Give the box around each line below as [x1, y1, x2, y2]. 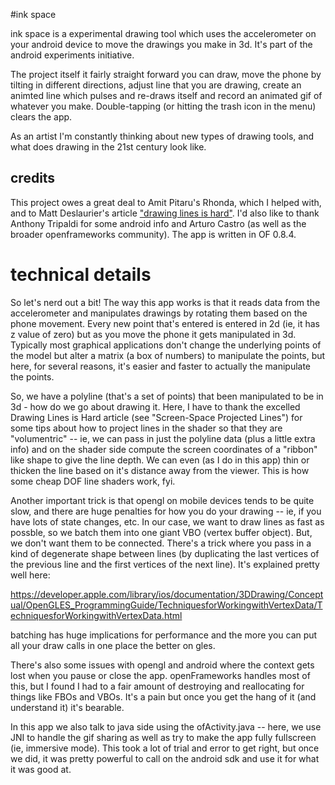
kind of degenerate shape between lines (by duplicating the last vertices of [10, 547, 320, 559]
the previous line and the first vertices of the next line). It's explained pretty [10, 558, 320, 570]
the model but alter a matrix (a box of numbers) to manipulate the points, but [10, 349, 326, 361]
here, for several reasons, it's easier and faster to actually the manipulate [10, 360, 312, 372]
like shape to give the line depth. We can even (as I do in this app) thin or [10, 454, 310, 466]
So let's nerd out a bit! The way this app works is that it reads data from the [10, 296, 321, 308]
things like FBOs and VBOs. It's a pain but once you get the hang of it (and [10, 690, 317, 703]
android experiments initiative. [10, 49, 135, 61]
